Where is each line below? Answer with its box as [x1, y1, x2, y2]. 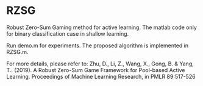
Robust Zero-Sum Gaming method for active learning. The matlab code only [6, 24, 197, 31]
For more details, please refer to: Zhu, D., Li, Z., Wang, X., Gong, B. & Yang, [6, 60, 194, 67]
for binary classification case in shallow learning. [6, 30, 129, 37]
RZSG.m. [6, 48, 29, 55]
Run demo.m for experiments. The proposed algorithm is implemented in [6, 42, 189, 49]
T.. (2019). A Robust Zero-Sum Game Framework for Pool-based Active [6, 66, 185, 73]
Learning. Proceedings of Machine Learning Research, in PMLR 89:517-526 [6, 73, 196, 80]
